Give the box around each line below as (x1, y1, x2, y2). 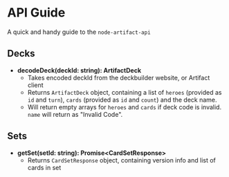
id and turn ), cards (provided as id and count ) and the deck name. (27, 95, 217, 104)
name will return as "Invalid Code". (27, 110, 123, 118)
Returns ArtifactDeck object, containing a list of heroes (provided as (27, 88, 222, 96)
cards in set (27, 163, 62, 171)
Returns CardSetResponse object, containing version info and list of (27, 156, 217, 164)
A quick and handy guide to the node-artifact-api (7, 28, 151, 36)
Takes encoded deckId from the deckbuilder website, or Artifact (27, 73, 210, 82)
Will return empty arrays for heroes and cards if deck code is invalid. (27, 102, 222, 111)
